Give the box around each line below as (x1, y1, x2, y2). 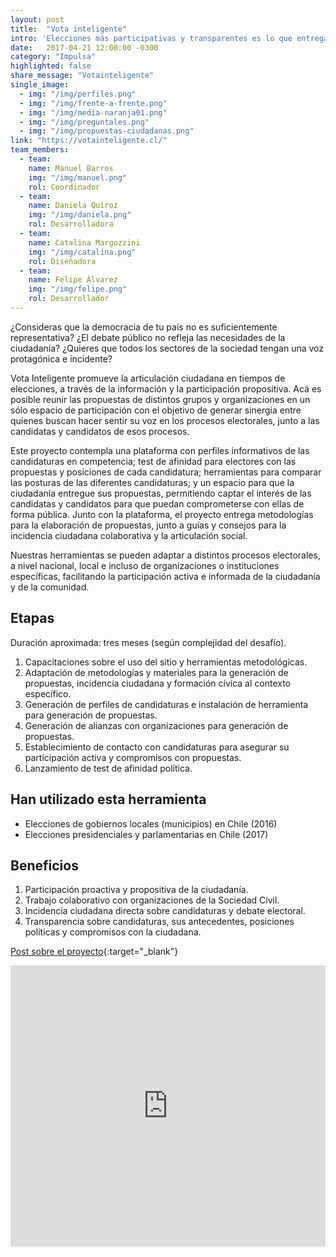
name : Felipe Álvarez (28, 275, 118, 285)
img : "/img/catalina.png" (28, 247, 137, 257)
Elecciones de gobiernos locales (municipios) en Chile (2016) (24, 817, 278, 830)
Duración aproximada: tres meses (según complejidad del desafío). (10, 636, 287, 648)
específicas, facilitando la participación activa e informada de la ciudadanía (10, 570, 321, 582)
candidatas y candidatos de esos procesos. (10, 425, 190, 437)
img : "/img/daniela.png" (28, 210, 132, 220)
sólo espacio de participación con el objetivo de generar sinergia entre (10, 404, 302, 416)
